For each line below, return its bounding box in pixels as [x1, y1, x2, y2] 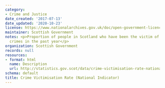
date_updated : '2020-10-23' [5, 21, 63, 26]
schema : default [5, 71, 38, 76]
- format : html [5, 57, 36, 62]
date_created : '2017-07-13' [5, 16, 63, 21]
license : [5, 25, 23, 30]
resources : [5, 52, 27, 58]
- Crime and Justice [5, 12, 48, 17]
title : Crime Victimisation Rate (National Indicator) [5, 75, 120, 80]
